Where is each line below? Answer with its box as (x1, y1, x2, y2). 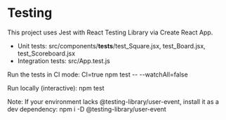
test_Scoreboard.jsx (17, 49, 76, 58)
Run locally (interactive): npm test (7, 84, 105, 92)
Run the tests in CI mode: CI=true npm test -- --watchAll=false (7, 70, 188, 79)
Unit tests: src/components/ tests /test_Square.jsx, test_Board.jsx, (17, 41, 206, 50)
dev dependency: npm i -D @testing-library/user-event (7, 105, 166, 113)
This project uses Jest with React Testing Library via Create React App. (7, 28, 213, 36)
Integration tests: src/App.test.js (17, 56, 110, 65)
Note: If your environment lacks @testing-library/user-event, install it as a (7, 97, 220, 106)
